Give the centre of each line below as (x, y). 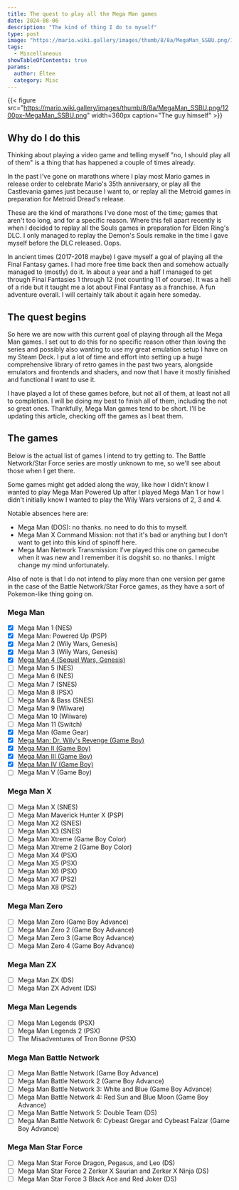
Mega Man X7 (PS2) (47, 879)
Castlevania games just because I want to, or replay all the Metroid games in (119, 191)
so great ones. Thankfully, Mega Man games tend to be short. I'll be (107, 409)
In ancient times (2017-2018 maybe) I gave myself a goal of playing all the (115, 257)
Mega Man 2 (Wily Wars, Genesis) (68, 644)
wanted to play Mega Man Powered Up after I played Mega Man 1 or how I (116, 492)
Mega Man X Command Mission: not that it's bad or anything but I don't (122, 535)
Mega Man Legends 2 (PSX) (59, 1031)
